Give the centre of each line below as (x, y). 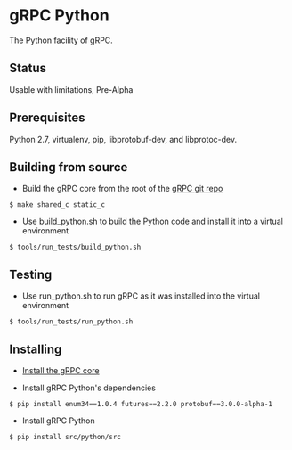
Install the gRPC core (61, 370)
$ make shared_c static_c (57, 205)
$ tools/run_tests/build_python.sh (75, 247)
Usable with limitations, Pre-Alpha (71, 89)
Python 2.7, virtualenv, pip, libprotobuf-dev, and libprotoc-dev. (123, 139)
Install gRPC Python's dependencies (89, 388)
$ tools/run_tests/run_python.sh (71, 322)
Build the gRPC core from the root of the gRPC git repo (122, 189)
